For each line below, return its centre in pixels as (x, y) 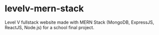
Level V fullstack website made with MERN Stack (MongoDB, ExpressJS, (79, 22)
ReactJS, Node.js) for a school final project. (49, 27)
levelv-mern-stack (44, 9)
